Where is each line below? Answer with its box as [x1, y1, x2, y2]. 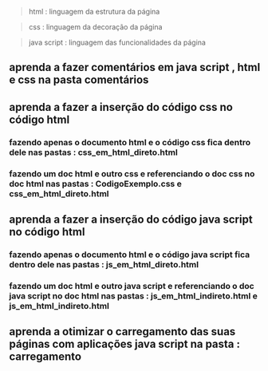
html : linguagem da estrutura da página [28, 7, 160, 16]
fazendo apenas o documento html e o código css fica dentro [9, 136, 250, 148]
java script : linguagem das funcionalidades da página [28, 37, 207, 47]
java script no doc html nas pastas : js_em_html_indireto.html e [9, 290, 258, 302]
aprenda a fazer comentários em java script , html [9, 61, 261, 74]
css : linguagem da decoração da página [28, 22, 163, 31]
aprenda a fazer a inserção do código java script [9, 213, 254, 227]
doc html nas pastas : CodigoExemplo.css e [9, 178, 182, 189]
